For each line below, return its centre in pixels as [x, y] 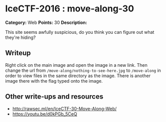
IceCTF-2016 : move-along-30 [70, 9]
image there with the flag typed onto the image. [54, 81]
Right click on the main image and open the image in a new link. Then [77, 65]
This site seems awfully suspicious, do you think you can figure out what [80, 32]
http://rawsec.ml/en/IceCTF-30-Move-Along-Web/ [65, 109]
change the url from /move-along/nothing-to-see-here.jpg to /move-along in [83, 70]
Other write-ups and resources [54, 97]
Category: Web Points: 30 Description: [46, 22]
